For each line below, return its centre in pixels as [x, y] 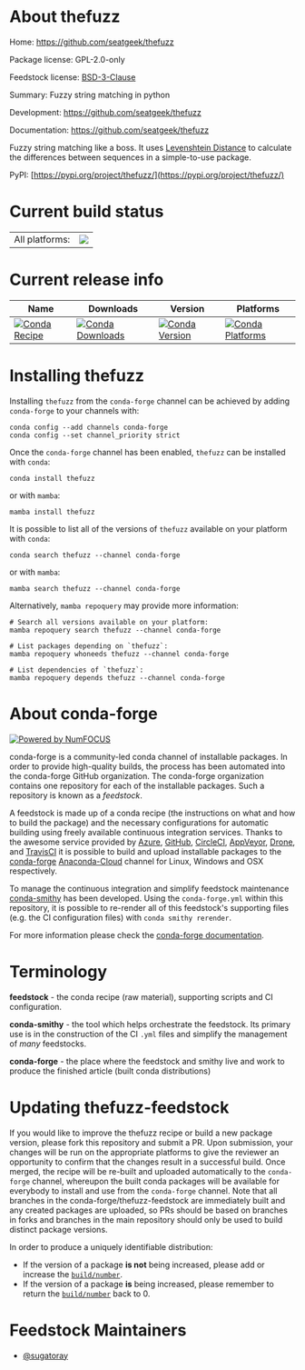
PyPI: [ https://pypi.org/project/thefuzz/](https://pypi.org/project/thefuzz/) [147, 175]
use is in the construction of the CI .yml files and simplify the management [148, 1034]
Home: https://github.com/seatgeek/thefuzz [92, 42]
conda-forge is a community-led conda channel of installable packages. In [148, 756]
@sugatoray [45, 1355]
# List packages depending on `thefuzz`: [89, 646]
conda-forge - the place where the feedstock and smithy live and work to [147, 1061]
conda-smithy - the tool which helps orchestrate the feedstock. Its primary [150, 1024]
